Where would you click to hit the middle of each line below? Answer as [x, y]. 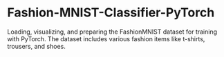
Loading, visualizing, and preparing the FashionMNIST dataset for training [112, 32]
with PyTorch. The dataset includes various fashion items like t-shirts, [106, 38]
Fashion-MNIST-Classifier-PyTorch [111, 13]
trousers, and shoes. [36, 46]
